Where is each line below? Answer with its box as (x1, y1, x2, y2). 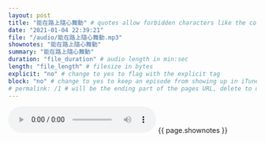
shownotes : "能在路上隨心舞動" (8, 41, 102, 49)
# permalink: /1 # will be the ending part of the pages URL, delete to (8, 84, 252, 93)
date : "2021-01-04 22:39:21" (8, 26, 104, 34)
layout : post (8, 11, 51, 20)
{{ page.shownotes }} (157, 126, 228, 135)
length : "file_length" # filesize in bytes (8, 63, 154, 71)
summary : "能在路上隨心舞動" (8, 48, 95, 56)
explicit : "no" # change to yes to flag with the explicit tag (8, 70, 221, 78)
